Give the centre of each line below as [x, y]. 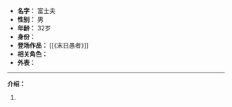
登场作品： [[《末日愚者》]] [53, 45]
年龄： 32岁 [34, 28]
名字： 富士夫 [36, 11]
